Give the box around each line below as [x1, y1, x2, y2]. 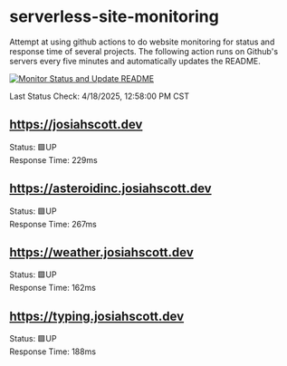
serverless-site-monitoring [9, 6, 219, 27]
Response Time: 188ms [9, 346, 97, 357]
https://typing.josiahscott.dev [9, 308, 185, 323]
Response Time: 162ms [9, 283, 97, 294]
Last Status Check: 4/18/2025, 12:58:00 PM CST [9, 91, 190, 101]
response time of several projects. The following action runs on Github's [9, 45, 279, 56]
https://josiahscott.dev [9, 117, 143, 132]
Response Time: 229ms [9, 154, 98, 165]
